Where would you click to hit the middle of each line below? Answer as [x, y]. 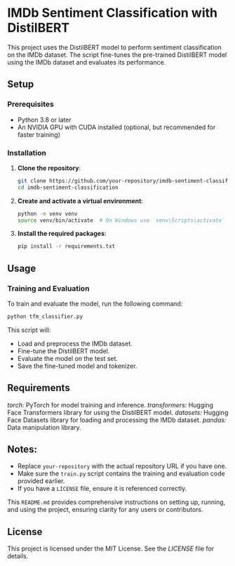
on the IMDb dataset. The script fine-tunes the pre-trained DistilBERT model [117, 55]
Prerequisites [31, 105]
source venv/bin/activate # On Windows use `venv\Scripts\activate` [121, 220]
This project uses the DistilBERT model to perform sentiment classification [115, 47]
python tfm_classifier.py [45, 316]
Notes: [22, 450]
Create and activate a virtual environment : [80, 201]
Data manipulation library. [45, 427]
